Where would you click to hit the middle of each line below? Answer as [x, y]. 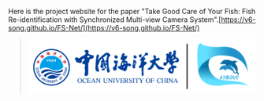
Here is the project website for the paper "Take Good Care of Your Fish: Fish [132, 11]
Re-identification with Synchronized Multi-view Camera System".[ [115, 20]
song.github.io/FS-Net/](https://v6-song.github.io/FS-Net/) [104, 28]
